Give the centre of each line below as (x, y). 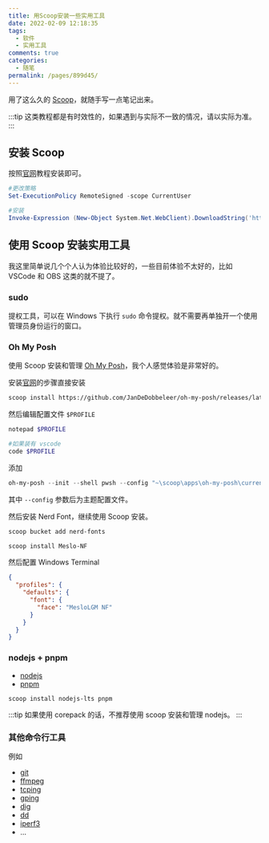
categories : (28, 61)
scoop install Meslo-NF (48, 546)
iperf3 (30, 823)
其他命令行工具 (37, 737)
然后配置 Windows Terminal (54, 562)
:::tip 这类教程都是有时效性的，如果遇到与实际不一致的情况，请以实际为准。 (132, 116)
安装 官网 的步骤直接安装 (47, 383)
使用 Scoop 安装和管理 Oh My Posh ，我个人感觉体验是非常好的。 (116, 365)
